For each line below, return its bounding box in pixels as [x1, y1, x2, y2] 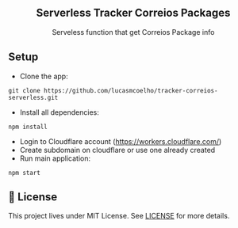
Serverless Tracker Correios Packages [36, 6, 231, 20]
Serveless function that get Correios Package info [52, 27, 215, 36]
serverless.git [8, 93, 59, 101]
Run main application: [19, 154, 91, 163]
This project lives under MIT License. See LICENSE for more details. [8, 211, 230, 221]
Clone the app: [19, 71, 69, 81]
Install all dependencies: [19, 107, 99, 117]
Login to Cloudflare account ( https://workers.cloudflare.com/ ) [19, 136, 222, 146]
